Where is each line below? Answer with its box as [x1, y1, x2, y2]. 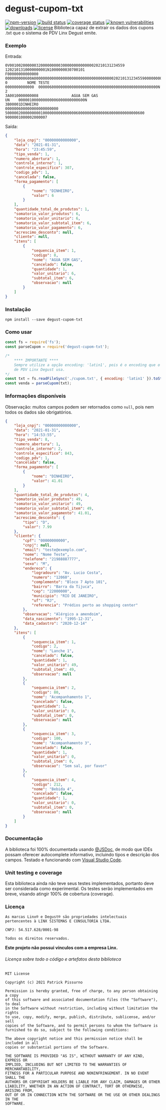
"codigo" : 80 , [31, 690, 61, 695]
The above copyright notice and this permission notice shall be [5, 1036, 142, 1041]
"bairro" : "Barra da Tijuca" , [31, 584, 94, 589]
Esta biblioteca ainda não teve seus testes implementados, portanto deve [5, 880, 154, 886]
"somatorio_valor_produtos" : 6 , [14, 211, 81, 217]
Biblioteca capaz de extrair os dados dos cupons [54, 24, 154, 30]
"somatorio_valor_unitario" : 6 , [14, 216, 81, 221]
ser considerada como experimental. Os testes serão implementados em [5, 885, 153, 891]
